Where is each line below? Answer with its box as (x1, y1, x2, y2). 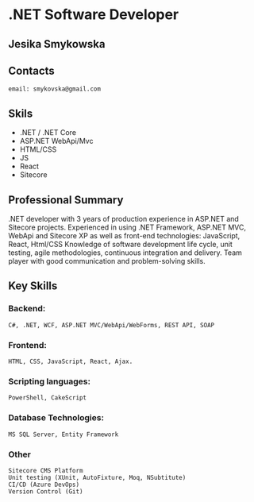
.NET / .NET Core (19, 128, 77, 137)
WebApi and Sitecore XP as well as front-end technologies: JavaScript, (8, 231, 241, 241)
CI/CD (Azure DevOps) (8, 481, 80, 488)
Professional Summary (8, 193, 124, 207)
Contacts (8, 64, 56, 77)
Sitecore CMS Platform (8, 466, 83, 474)
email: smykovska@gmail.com (8, 85, 102, 93)
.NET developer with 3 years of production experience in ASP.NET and (8, 214, 240, 224)
